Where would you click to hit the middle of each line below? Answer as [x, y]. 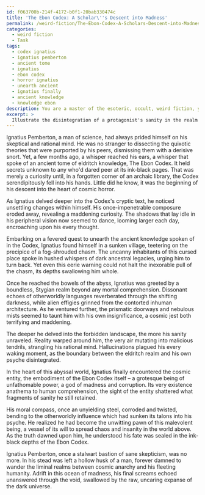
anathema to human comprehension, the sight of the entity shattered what [100, 391]
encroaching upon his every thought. [53, 227]
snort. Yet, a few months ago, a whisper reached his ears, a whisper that [97, 157]
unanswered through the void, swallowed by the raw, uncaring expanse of [99, 480]
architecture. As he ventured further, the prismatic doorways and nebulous [100, 309]
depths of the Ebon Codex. [55, 442]
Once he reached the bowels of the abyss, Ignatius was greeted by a [93, 283]
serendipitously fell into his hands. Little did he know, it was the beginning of [102, 183]
